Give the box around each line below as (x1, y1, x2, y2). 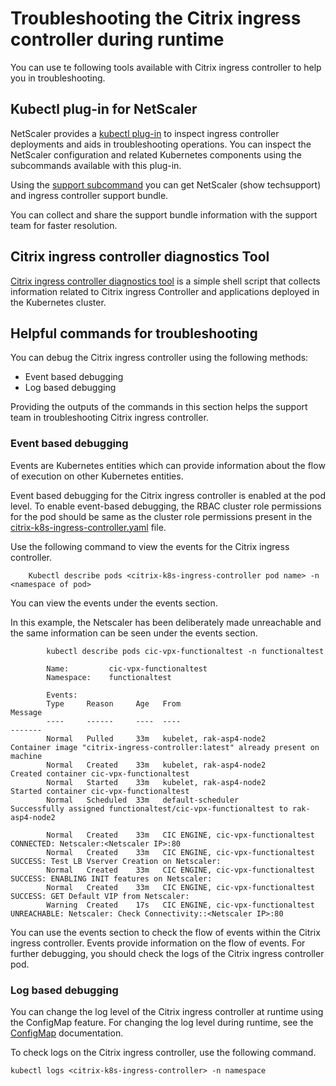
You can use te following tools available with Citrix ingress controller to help (10, 61, 322, 73)
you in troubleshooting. (10, 72, 106, 84)
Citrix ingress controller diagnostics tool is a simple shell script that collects (10, 275, 321, 287)
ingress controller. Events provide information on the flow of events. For (10, 937, 306, 949)
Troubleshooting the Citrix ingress (10, 7, 302, 30)
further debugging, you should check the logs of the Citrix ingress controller (10, 947, 325, 959)
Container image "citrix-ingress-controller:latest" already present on (10, 742, 320, 752)
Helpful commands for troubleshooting (10, 325, 258, 342)
